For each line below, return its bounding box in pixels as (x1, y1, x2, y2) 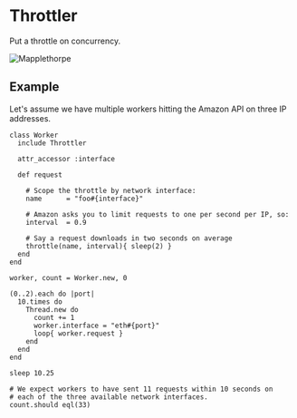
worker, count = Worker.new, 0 (9, 273, 128, 282)
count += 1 (33, 313, 75, 322)
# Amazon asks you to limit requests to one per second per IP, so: (25, 209, 290, 219)
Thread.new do (25, 305, 79, 314)
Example (9, 79, 60, 95)
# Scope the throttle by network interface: (25, 186, 196, 195)
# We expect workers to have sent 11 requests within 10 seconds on (9, 384, 273, 394)
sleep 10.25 (9, 368, 54, 377)
